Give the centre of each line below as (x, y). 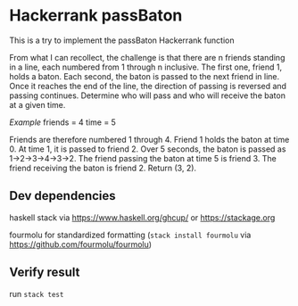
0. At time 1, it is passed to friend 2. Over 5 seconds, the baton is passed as (148, 149)
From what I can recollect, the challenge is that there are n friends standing (147, 57)
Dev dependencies (62, 196)
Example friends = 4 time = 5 (62, 122)
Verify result (45, 273)
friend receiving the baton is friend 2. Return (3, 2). (103, 168)
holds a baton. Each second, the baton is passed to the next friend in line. (145, 76)
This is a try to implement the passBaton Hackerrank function (122, 40)
